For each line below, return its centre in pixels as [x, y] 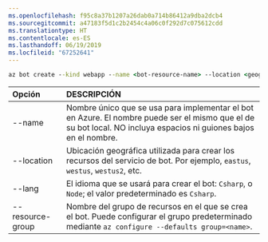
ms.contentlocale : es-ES [49, 38]
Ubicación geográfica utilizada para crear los [151, 150]
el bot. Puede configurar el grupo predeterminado [160, 216]
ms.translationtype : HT [48, 30]
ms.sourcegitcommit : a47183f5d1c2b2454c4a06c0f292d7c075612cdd [116, 23]
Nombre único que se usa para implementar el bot [160, 107]
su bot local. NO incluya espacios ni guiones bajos [160, 127]
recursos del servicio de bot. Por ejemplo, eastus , [159, 161]
